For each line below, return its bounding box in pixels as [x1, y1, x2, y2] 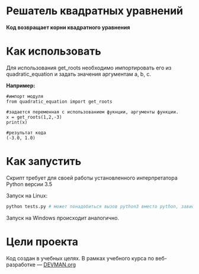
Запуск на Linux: [6, 192, 48, 199]
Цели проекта [6, 235, 79, 248]
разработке [6, 261, 36, 268]
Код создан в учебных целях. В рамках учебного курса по [6, 254, 155, 262]
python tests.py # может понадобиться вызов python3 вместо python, [6, 203, 179, 209]
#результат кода [6, 129, 46, 136]
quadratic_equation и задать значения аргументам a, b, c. [6, 70, 151, 78]
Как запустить [6, 155, 82, 168]
